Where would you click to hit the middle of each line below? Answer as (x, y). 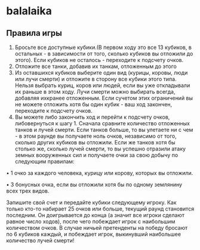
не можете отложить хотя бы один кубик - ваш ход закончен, (93, 104)
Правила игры (34, 33)
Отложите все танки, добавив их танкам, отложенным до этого (96, 66)
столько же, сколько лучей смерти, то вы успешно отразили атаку (100, 149)
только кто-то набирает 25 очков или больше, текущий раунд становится (100, 209)
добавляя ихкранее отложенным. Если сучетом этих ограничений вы (104, 98)
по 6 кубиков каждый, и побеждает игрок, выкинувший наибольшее (93, 234)
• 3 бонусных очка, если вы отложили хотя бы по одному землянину (94, 184)
